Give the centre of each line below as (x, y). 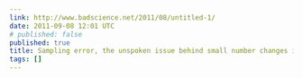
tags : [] (26, 59)
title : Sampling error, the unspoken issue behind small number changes (149, 51)
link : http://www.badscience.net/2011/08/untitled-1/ (113, 17)
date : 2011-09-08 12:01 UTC (62, 26)
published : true (40, 43)
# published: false (46, 34)
